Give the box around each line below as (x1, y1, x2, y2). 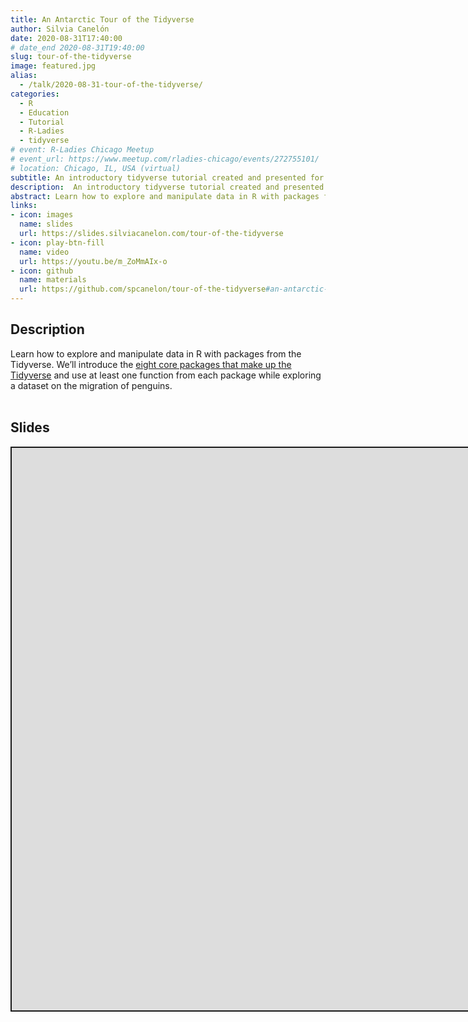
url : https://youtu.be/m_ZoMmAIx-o (19, 256, 168, 266)
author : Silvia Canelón (10, 24, 110, 34)
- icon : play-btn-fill (10, 237, 105, 248)
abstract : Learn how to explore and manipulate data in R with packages (10, 191, 320, 201)
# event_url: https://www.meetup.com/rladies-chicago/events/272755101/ (10, 154, 320, 164)
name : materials (19, 275, 87, 285)
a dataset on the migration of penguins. (10, 379, 173, 391)
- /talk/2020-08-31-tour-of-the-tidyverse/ (19, 80, 203, 90)
